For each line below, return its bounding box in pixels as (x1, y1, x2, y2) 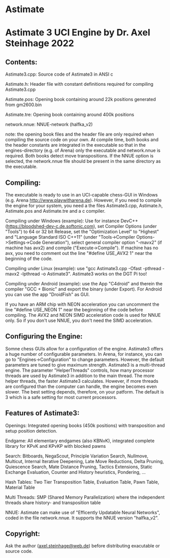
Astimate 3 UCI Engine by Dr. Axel (5, 27, 151, 39)
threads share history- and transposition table (5, 499, 101, 506)
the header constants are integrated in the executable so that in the (5, 142, 146, 148)
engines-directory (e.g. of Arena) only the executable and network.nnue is (5, 147, 161, 153)
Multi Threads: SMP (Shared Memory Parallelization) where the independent (5, 494, 165, 500)
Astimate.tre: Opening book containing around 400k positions (5, 112, 134, 118)
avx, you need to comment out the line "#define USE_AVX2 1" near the (5, 250, 152, 256)
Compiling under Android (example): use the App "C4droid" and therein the (5, 281, 163, 286)
